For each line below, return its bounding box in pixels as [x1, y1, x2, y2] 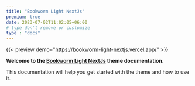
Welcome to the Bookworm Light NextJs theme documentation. [6, 58, 164, 64]
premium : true [6, 14, 41, 20]
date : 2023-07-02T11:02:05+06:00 [6, 19, 88, 25]
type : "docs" [6, 30, 41, 36]
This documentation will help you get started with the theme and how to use [6, 69, 189, 76]
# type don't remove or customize [6, 24, 91, 31]
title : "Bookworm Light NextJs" [6, 8, 85, 15]
